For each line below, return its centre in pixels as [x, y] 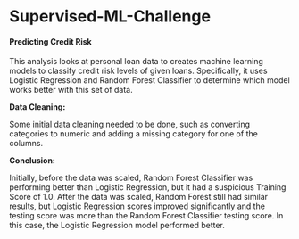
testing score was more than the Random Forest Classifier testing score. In [146, 216]
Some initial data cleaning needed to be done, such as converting [130, 124]
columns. [26, 144]
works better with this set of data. [71, 90]
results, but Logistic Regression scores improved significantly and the [137, 206]
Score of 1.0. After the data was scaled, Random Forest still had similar [139, 197]
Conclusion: [33, 161]
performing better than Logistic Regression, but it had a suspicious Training [148, 187]
